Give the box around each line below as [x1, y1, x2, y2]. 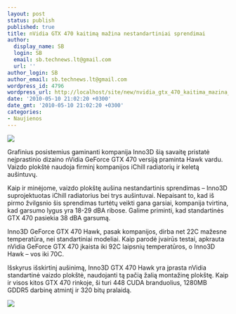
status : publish [7, 17, 55, 24]
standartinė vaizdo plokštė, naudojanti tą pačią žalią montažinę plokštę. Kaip [7, 270, 229, 279]
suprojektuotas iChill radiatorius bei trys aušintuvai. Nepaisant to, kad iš [7, 191, 214, 199]
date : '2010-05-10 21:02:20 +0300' [7, 96, 112, 103]
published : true [7, 23, 55, 30]
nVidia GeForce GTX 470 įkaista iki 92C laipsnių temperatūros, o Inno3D [7, 242, 216, 251]
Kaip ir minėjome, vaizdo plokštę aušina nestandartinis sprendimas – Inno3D [7, 184, 228, 192]
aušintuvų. [7, 170, 38, 178]
